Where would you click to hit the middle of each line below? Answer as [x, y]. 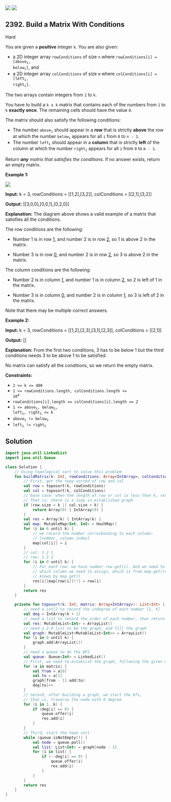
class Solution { [24, 467]
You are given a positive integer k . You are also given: [62, 47]
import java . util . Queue [31, 457]
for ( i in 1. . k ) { [43, 704]
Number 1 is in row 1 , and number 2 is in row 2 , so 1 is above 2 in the [84, 239]
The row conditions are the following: [44, 229]
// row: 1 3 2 [38, 557]
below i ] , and [26, 68]
